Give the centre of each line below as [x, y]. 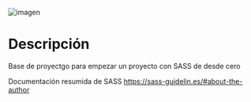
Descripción [49, 44]
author [19, 89]
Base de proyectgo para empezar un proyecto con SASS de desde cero [124, 66]
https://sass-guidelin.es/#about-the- [183, 81]
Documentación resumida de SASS [65, 81]
